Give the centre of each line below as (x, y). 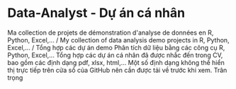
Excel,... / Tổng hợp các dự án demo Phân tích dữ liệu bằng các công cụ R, (116, 47)
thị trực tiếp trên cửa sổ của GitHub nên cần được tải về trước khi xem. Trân (117, 70)
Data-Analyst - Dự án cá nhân (96, 13)
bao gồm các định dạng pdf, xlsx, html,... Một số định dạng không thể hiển (116, 62)
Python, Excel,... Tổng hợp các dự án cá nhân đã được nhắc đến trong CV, (115, 55)
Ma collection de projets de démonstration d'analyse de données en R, (111, 32)
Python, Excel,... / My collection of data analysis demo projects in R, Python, (118, 40)
